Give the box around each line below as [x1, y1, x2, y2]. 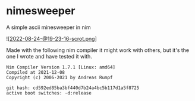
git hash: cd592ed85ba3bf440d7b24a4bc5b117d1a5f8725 [6, 84, 140, 91]
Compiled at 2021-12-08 [6, 69, 65, 75]
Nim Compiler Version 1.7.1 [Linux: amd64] [6, 64, 116, 70]
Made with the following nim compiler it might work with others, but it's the [6, 46, 189, 54]
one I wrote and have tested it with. [6, 53, 92, 60]
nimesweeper [6, 4, 76, 18]
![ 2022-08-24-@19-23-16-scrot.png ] [6, 35, 97, 42]
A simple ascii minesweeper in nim [6, 24, 91, 31]
